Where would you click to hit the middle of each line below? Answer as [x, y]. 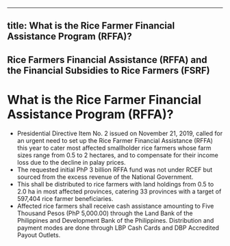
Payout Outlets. [39, 235]
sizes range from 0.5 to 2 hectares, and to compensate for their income [118, 155]
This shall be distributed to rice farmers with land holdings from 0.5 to [115, 184]
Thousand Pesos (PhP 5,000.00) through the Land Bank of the [105, 213]
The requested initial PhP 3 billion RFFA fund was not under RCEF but [115, 169]
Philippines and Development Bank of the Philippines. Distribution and [115, 220]
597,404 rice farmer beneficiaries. [65, 198]
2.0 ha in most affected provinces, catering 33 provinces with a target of [119, 191]
